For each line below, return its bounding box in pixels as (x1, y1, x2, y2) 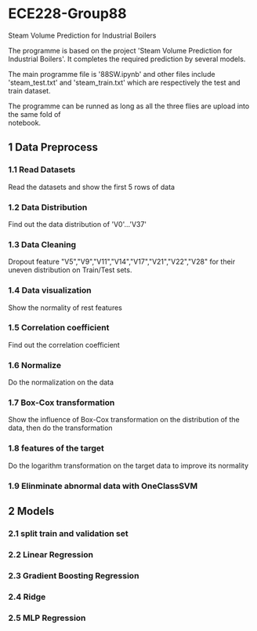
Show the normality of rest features (8, 303, 123, 312)
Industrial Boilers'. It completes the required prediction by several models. (8, 54, 246, 64)
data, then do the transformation (8, 423, 113, 432)
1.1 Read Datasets (8, 164, 76, 175)
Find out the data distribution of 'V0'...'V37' (8, 219, 147, 228)
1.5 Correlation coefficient (8, 323, 110, 334)
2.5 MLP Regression (8, 612, 86, 623)
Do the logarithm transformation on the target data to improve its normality (8, 461, 249, 470)
